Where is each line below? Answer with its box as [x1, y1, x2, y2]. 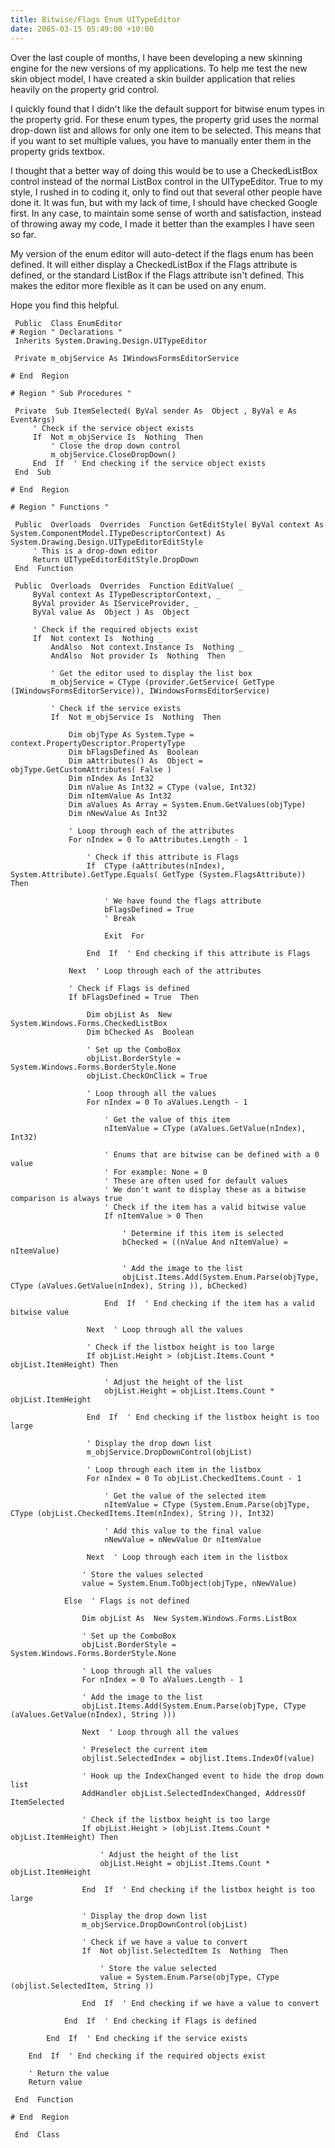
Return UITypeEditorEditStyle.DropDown [32, 554, 199, 565]
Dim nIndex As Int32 [68, 773, 155, 783]
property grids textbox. [10, 145, 106, 157]
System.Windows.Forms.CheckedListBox [10, 1018, 168, 1028]
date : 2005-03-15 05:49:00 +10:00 [10, 24, 155, 34]
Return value [28, 2077, 83, 2087]
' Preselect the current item [81, 1744, 208, 1755]
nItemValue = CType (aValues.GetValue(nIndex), [104, 1123, 307, 1133]
